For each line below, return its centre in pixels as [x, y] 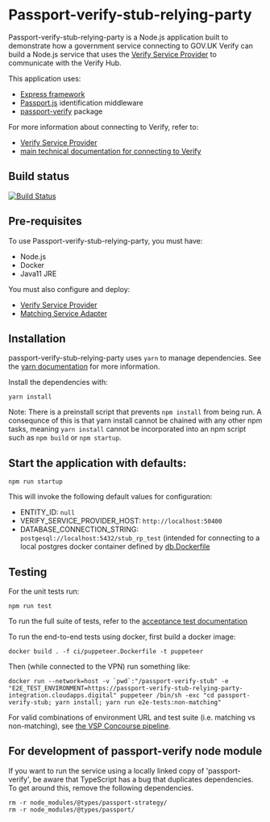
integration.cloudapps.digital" [62, 695]
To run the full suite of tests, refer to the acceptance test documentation [128, 621]
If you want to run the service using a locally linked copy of [106, 770]
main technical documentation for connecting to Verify [110, 151]
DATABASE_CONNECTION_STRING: [79, 529]
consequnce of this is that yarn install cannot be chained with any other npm [135, 420]
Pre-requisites [45, 221]
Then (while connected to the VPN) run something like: [100, 666]
